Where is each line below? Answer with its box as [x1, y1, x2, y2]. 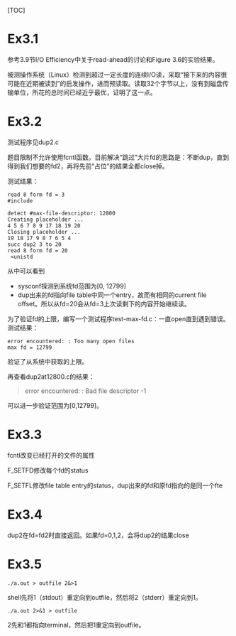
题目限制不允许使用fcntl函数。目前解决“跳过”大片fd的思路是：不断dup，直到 [7, 153, 230, 161]
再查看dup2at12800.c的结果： [7, 372, 95, 381]
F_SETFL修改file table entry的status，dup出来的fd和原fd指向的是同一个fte [7, 481, 223, 490]
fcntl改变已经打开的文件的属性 [7, 451, 96, 459]
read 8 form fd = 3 [7, 191, 65, 198]
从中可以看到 [7, 266, 45, 275]
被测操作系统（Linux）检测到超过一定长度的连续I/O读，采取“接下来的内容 [7, 70, 221, 79]
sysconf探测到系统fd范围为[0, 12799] [17, 281, 126, 290]
